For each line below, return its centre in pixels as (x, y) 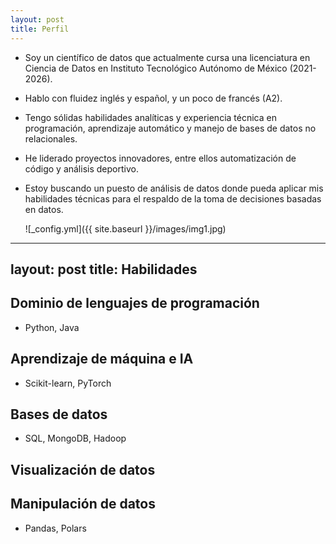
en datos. (44, 209)
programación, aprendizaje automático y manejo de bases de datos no (170, 128)
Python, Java (52, 327)
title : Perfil (40, 29)
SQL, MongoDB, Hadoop (75, 438)
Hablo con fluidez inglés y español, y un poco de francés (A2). (153, 98)
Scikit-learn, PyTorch (68, 383)
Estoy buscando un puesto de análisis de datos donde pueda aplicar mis (174, 188)
